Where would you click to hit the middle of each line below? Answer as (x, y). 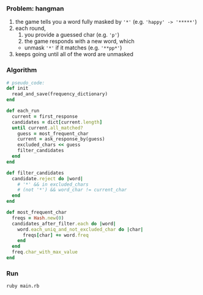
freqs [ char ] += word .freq (55, 235)
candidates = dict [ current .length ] (57, 122)
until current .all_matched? (48, 128)
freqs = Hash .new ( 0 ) (38, 218)
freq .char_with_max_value (45, 252)
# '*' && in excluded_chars (53, 184)
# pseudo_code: (26, 83)
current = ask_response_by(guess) (61, 139)
